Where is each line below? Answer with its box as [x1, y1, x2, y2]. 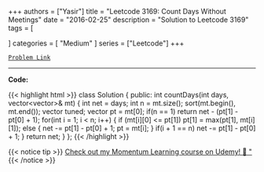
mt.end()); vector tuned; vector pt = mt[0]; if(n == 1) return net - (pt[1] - [8, 107, 239, 116]
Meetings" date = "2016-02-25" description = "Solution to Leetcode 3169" [8, 15, 249, 24]
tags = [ [8, 24, 34, 32]
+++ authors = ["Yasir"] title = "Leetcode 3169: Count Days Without [8, 7, 226, 16]
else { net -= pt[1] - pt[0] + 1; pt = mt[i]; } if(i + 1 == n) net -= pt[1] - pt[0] [22, 123, 256, 133]
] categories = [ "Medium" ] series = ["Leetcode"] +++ [8, 38, 185, 48]
